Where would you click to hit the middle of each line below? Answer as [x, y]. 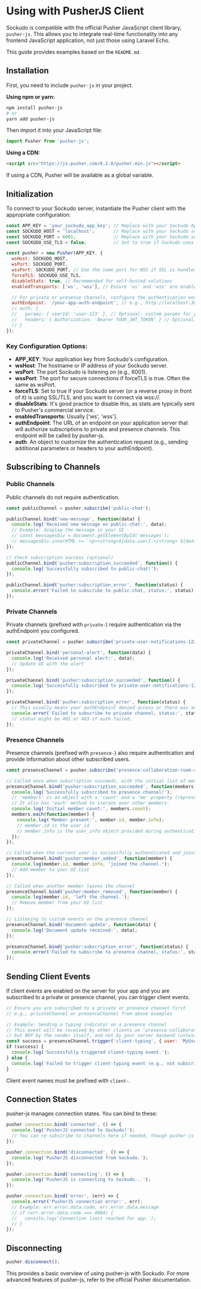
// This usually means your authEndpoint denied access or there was [100, 708]
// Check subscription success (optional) [60, 557]
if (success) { [25, 1047]
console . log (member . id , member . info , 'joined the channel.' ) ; [91, 864]
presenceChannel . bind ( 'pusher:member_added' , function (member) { [89, 859]
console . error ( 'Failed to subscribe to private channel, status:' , [98, 713]
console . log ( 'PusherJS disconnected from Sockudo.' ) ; [80, 1158]
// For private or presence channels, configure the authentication [99, 298]
